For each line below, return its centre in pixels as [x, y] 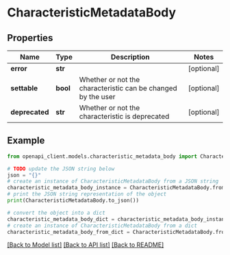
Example [26, 140]
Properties [30, 38]
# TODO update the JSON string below [61, 169]
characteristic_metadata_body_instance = [67, 188]
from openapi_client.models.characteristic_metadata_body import [102, 156]
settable [24, 88]
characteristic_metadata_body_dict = [61, 219]
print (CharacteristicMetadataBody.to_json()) [73, 201]
